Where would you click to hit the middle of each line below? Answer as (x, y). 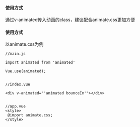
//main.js (16, 54)
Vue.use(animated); (26, 71)
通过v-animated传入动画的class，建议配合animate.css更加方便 (70, 20)
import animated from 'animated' (40, 63)
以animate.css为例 (24, 44)
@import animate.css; (30, 115)
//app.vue (16, 106)
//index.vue (18, 85)
